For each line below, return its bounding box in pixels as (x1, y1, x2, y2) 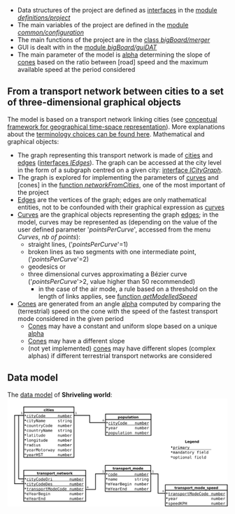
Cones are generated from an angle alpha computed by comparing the (17, 299, 222, 308)
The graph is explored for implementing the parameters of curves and (17, 173, 219, 181)
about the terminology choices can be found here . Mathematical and (7, 129, 205, 138)
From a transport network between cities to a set (7, 85, 224, 97)
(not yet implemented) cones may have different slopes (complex (27, 344, 216, 352)
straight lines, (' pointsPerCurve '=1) (27, 240, 128, 248)
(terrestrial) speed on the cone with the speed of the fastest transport (17, 307, 218, 315)
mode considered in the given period (17, 314, 124, 322)
